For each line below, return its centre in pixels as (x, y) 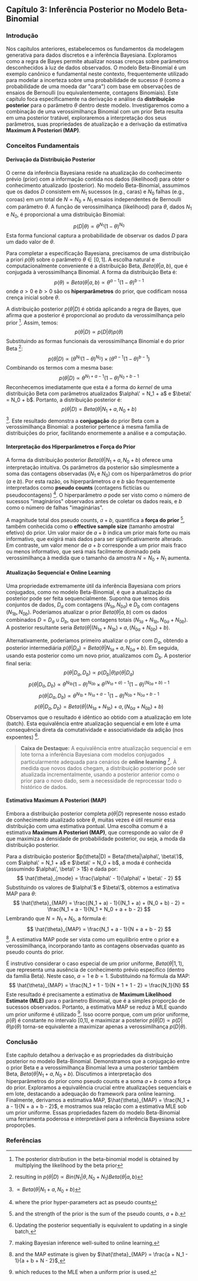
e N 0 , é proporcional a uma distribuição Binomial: (66, 215)
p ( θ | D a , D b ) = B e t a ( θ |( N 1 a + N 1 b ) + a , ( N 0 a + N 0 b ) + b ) (99, 707)
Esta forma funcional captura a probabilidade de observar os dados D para (97, 235)
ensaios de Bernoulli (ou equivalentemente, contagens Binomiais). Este (92, 92)
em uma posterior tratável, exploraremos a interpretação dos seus (86, 118)
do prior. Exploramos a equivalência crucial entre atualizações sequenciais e (99, 1088)
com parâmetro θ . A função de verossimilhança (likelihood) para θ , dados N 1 (99, 208)
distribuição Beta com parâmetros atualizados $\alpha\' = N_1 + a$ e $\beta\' (99, 393)
